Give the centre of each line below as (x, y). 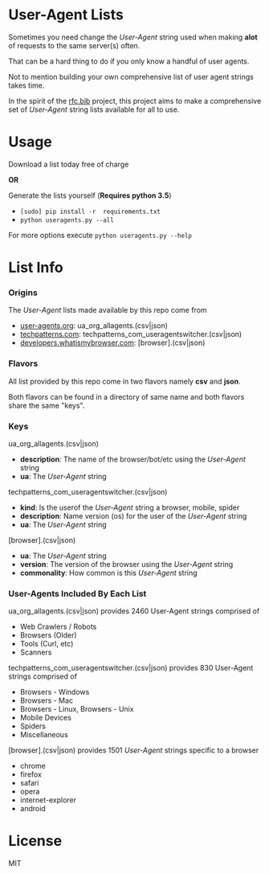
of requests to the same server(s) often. (74, 45)
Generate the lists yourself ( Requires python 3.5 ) (90, 195)
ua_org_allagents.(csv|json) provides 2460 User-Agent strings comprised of (134, 611)
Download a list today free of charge (69, 164)
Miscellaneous (44, 735)
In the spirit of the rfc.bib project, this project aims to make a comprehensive (135, 101)
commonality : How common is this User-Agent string (109, 572)
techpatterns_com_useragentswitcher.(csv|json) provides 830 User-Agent (131, 668)
